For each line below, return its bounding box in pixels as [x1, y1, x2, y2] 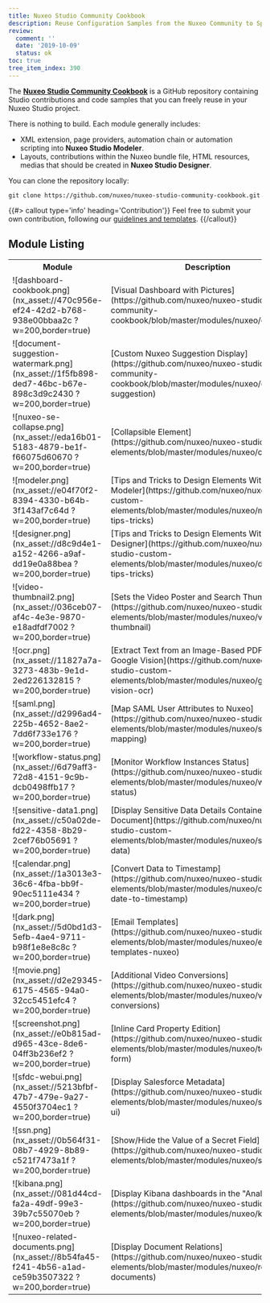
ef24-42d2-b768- [12, 304, 88, 315]
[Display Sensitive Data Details [110, 804, 227, 815]
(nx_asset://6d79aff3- [12, 761, 98, 773]
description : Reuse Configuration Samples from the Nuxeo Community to [8, 19, 253, 27]
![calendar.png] [12, 858, 72, 869]
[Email [110, 916, 135, 927]
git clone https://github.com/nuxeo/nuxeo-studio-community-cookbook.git [8, 191, 261, 200]
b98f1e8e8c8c [12, 941, 71, 952]
